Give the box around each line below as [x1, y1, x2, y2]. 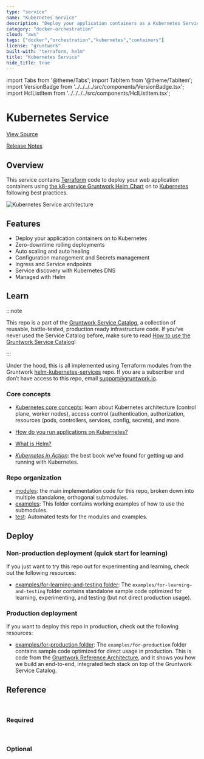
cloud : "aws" [6, 32, 39, 38]
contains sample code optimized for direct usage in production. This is [15, 648, 192, 655]
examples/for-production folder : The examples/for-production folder [15, 641, 187, 648]
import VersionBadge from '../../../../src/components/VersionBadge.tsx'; [6, 83, 185, 90]
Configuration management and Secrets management [15, 254, 150, 261]
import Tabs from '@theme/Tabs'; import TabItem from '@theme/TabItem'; [6, 77, 193, 84]
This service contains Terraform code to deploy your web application [6, 176, 179, 184]
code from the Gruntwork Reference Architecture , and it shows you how [15, 654, 196, 661]
